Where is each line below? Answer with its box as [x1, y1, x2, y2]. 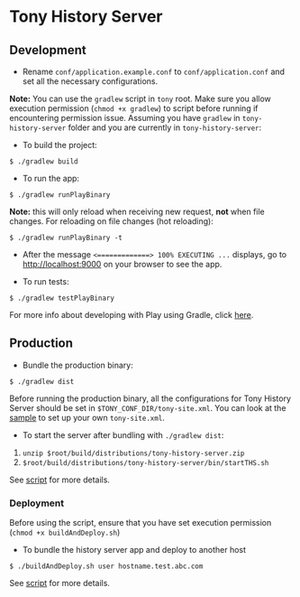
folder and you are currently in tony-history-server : [68, 122, 262, 133]
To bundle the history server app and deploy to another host [22, 545, 246, 555]
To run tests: [22, 276, 69, 286]
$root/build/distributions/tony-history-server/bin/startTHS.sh [22, 458, 269, 467]
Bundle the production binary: [22, 359, 133, 370]
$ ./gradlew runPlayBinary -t [9, 233, 123, 242]
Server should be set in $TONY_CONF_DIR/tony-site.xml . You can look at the [9, 402, 286, 413]
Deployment [9, 497, 65, 509]
